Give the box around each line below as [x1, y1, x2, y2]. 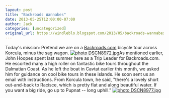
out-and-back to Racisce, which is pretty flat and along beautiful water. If [5, 82, 157, 88]
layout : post [5, 7, 33, 13]
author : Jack [5, 21, 33, 27]
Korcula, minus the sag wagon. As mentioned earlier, [5, 50, 163, 56]
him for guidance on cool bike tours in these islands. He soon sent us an [5, 71, 155, 77]
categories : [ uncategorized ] [5, 26, 66, 31]
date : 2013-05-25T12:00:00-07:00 [5, 17, 75, 22]
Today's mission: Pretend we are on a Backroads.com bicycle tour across [5, 45, 157, 50]
